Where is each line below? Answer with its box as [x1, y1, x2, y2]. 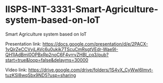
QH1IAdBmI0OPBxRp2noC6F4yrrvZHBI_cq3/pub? [5, 52, 109, 58]
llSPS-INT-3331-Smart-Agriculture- [5, 4, 158, 15]
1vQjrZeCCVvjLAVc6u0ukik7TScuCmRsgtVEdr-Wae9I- [5, 46, 118, 52]
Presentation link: [5, 40, 42, 47]
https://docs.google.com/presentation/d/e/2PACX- [42, 40, 148, 47]
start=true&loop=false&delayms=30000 [5, 57, 89, 63]
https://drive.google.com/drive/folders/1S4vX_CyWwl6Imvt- [28, 67, 153, 73]
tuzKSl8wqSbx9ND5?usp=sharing [5, 72, 76, 78]
